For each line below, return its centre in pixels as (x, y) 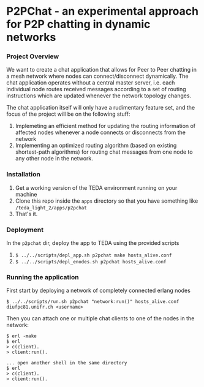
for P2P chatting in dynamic (78, 24)
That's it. (26, 214)
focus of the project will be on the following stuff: (68, 114)
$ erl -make (21, 336)
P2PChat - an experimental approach (103, 11)
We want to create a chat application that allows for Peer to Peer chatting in (102, 70)
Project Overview (33, 56)
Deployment (25, 230)
